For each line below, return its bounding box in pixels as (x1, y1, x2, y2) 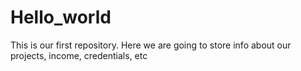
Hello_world (10, 6, 112, 29)
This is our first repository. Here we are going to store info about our (10, 39, 292, 51)
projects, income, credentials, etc (10, 49, 148, 61)
